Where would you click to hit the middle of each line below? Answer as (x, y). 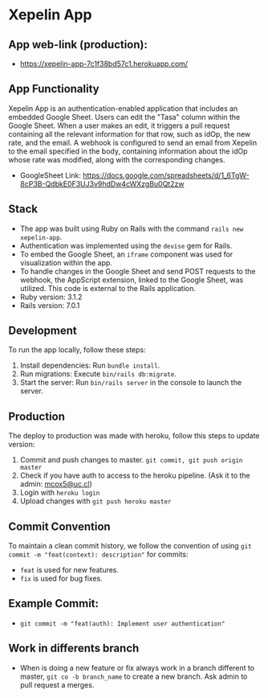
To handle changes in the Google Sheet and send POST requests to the (138, 271)
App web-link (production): (78, 45)
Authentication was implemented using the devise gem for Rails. (126, 245)
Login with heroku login (60, 493)
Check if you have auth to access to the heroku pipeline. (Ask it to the (135, 475)
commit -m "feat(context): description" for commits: (98, 554)
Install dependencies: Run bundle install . (90, 365)
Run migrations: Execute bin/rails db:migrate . (98, 374)
